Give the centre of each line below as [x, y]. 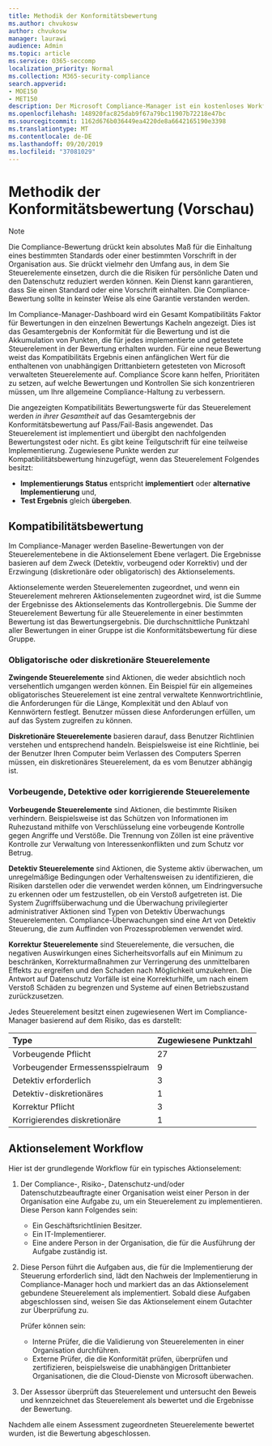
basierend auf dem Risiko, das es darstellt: [111, 1020]
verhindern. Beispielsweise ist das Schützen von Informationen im [118, 818]
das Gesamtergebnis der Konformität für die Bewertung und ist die [119, 332]
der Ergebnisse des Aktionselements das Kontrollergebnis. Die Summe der [132, 605]
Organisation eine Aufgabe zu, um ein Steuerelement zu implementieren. [141, 1201]
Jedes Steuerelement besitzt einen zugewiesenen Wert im [106, 1012]
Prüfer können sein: [53, 1325]
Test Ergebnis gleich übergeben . [76, 501]
